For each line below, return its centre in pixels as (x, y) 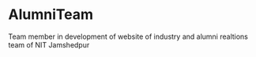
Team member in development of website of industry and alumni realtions (128, 36)
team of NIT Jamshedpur (49, 44)
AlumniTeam (51, 15)
